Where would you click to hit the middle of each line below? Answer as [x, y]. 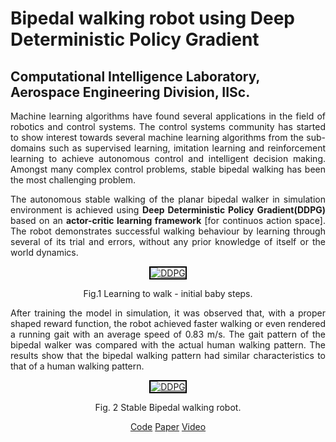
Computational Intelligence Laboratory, [135, 76]
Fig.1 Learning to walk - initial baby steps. [168, 293]
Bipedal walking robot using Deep [153, 18]
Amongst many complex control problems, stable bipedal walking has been [168, 169]
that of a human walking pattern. [77, 366]
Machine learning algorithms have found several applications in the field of [168, 116]
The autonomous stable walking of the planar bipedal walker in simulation [168, 199]
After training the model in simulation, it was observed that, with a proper [168, 313]
